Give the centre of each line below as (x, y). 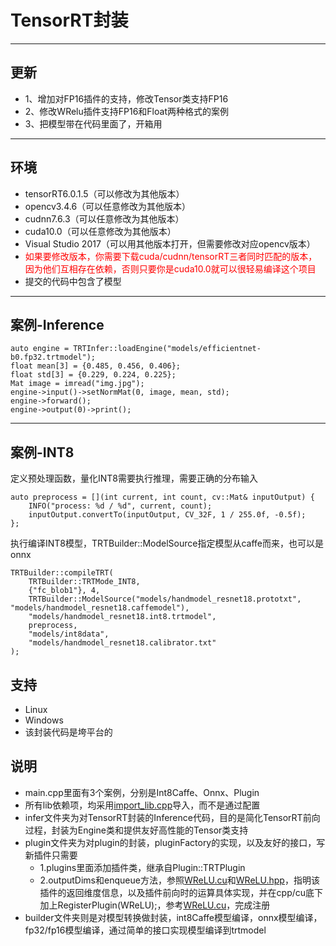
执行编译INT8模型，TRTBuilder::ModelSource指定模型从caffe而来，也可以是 (167, 543)
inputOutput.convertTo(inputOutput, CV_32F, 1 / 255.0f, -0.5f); (167, 515)
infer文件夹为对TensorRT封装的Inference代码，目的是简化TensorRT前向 (172, 817)
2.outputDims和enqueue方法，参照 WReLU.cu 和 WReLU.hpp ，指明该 (179, 880)
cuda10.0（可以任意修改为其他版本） (100, 231)
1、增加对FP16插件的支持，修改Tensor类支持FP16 (126, 98)
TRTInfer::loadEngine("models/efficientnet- (167, 349)
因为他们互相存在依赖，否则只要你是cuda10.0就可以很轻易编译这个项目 (170, 268)
